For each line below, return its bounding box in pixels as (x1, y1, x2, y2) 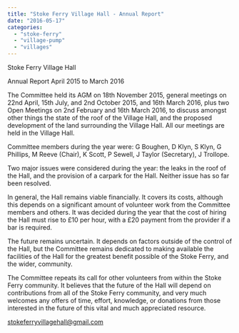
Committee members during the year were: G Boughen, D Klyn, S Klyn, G (7, 143, 222, 150)
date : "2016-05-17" (7, 17, 66, 24)
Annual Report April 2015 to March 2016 (7, 77, 125, 86)
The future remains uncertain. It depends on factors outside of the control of (7, 237, 233, 245)
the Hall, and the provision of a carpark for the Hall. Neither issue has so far (7, 172, 230, 180)
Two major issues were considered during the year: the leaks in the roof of (7, 164, 227, 172)
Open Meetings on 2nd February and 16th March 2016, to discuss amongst (7, 106, 227, 114)
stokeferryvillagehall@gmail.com (7, 318, 103, 326)
